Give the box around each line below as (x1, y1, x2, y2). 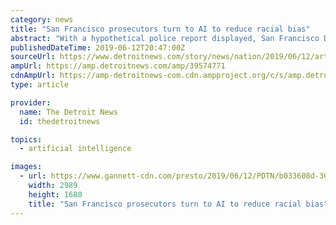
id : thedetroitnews (19, 116, 101, 126)
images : (10, 162, 43, 172)
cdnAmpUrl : (10, 71, 56, 81)
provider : (10, 97, 52, 108)
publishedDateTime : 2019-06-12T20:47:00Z (10, 42, 186, 53)
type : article (10, 80, 70, 90)
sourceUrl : (10, 52, 56, 62)
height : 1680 (28, 189, 83, 200)
